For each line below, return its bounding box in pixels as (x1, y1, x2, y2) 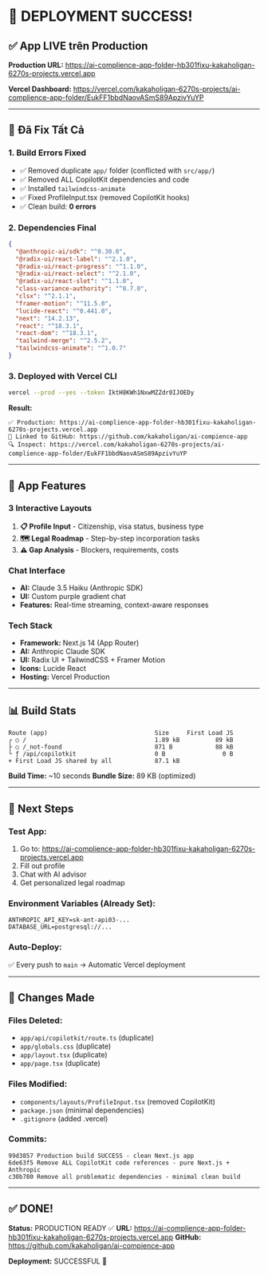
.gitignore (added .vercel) (19, 1113, 108, 1123)
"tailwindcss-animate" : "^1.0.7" (15, 344, 127, 353)
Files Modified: (8, 1079, 68, 1090)
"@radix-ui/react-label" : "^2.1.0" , (15, 255, 137, 263)
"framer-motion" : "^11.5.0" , (15, 299, 112, 307)
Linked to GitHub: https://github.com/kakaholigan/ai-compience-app (15, 433, 248, 441)
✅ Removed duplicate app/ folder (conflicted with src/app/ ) (19, 166, 215, 175)
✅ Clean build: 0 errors (19, 202, 97, 211)
